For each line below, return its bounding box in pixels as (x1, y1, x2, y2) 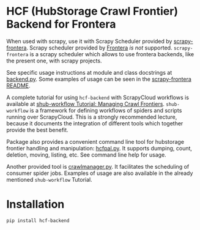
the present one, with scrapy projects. (6, 57, 102, 64)
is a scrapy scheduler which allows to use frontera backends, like (29, 50, 194, 57)
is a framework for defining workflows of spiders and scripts (29, 106, 182, 114)
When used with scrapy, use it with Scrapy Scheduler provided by (6, 37, 172, 45)
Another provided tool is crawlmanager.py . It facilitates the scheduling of (6, 163, 190, 170)
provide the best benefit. (6, 126, 69, 133)
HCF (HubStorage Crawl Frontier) (6, 4, 179, 18)
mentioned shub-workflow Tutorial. (6, 176, 93, 183)
